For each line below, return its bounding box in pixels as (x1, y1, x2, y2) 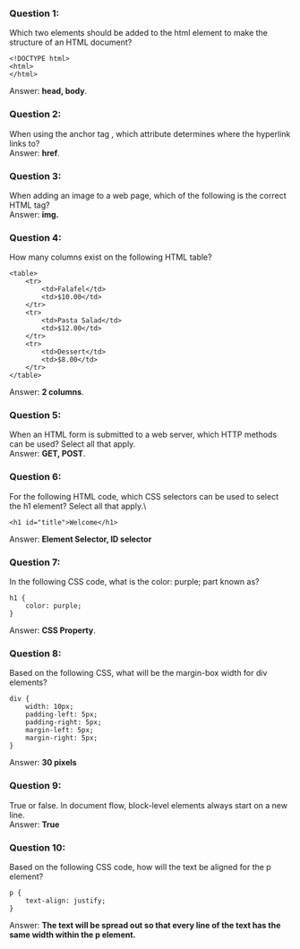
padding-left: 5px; (25, 710, 99, 719)
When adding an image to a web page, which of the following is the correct (9, 190, 287, 201)
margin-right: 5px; (25, 733, 99, 743)
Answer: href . (9, 147, 60, 158)
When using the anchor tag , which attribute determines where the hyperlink (9, 128, 291, 139)
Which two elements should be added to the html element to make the (9, 28, 269, 38)
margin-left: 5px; (25, 726, 94, 735)
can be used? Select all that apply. (9, 439, 136, 449)
